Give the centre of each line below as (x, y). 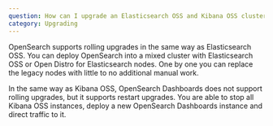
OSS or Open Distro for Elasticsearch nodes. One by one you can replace (131, 64)
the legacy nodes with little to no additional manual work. (104, 72)
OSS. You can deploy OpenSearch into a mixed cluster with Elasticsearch (131, 55)
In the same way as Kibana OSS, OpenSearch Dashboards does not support (135, 88)
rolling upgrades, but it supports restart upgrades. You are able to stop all (131, 97)
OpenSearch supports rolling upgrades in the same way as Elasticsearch (130, 46)
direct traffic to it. (37, 114)
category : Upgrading (43, 24)
